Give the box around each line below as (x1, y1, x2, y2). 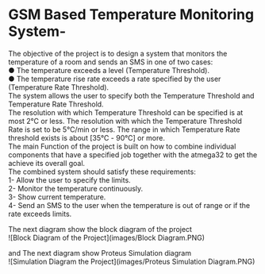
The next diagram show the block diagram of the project (8, 224, 193, 233)
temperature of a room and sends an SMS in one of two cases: (8, 57, 213, 67)
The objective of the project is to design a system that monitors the (8, 48, 228, 58)
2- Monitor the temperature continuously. (8, 183, 144, 193)
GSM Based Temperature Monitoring (8, 6, 255, 24)
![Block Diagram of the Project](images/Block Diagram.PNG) (8, 233, 205, 242)
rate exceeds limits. (8, 209, 72, 218)
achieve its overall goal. (8, 158, 86, 168)
